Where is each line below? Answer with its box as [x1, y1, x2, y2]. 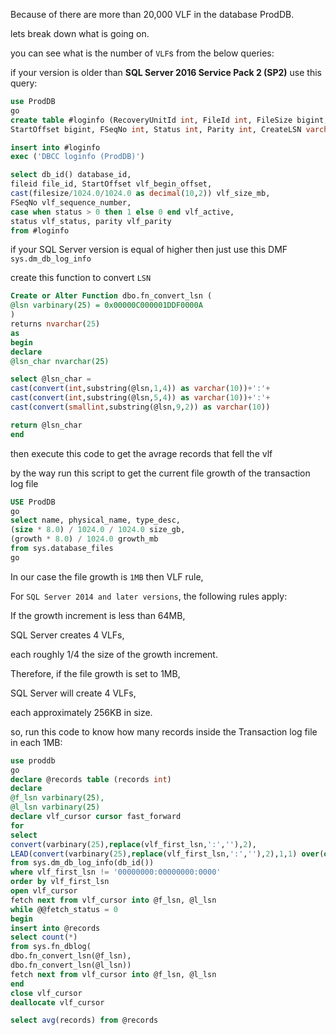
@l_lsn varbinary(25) [10, 802, 101, 813]
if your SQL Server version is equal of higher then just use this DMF [10, 244, 288, 256]
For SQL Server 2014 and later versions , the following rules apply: [10, 590, 288, 602]
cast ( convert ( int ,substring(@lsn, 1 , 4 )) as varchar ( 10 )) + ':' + [10, 384, 271, 394]
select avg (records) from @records [10, 1015, 159, 1026]
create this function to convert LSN [10, 272, 152, 284]
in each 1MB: [10, 736, 63, 748]
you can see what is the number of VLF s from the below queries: [10, 47, 275, 59]
